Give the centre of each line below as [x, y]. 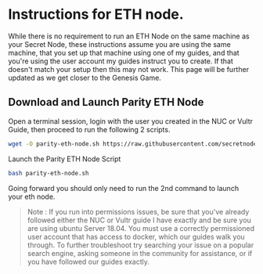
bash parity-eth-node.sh [49, 173]
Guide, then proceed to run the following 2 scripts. [89, 129]
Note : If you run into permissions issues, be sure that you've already [138, 211]
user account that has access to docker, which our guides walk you [136, 236]
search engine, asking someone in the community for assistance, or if [140, 253]
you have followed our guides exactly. [88, 261]
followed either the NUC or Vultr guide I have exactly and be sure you [139, 220]
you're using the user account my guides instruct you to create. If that [121, 61]
